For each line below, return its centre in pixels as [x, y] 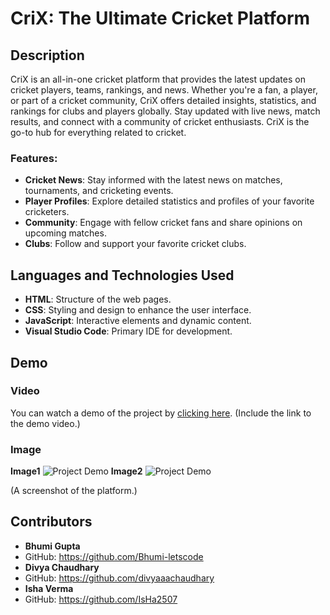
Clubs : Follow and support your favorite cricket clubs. [135, 244]
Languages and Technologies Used [122, 275]
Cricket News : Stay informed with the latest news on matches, [153, 180]
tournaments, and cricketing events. [99, 191]
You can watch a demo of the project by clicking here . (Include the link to [161, 413]
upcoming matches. [65, 233]
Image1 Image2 [76, 471]
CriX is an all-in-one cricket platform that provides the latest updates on [158, 79]
